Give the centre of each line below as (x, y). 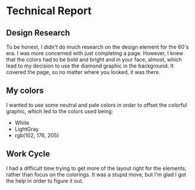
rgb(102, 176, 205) (37, 135)
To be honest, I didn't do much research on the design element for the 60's (97, 47)
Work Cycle (28, 154)
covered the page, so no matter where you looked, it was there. (83, 72)
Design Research (38, 33)
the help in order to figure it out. (45, 181)
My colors (25, 91)
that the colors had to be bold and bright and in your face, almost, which (94, 59)
